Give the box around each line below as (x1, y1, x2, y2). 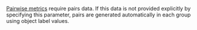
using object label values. (6, 18, 70, 24)
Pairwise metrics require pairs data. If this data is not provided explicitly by (6, 5, 191, 12)
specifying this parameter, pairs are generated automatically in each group (6, 11, 191, 18)
